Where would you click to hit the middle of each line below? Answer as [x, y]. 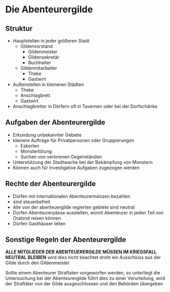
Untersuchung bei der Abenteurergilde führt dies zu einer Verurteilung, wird [85, 278]
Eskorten [30, 145]
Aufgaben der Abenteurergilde [55, 123]
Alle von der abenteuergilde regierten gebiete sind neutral [73, 207]
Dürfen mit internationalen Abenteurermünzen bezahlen [71, 196]
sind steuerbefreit [31, 202]
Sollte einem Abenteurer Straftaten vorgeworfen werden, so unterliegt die [83, 273]
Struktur [19, 29]
